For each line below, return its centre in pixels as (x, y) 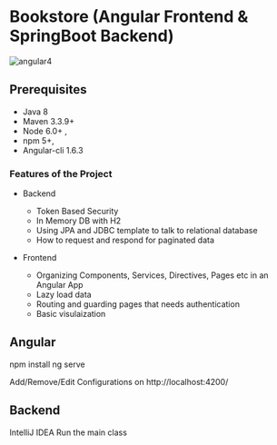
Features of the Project (61, 173)
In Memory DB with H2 (79, 221)
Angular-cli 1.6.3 (53, 150)
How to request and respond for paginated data (125, 240)
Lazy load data (64, 295)
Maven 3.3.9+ (49, 121)
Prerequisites (48, 89)
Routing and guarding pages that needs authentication (138, 304)
